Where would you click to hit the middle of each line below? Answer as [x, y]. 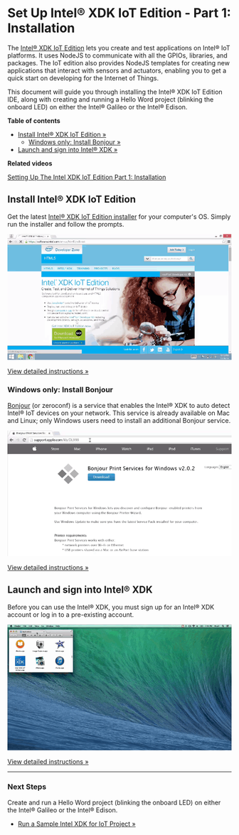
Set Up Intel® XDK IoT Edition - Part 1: [119, 13]
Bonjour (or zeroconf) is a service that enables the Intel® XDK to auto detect [119, 405]
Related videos [30, 163]
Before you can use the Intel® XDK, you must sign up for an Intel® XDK [111, 607]
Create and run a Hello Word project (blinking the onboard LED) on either [114, 802]
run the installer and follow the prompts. [66, 224]
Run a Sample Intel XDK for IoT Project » [77, 824]
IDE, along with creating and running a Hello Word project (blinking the [111, 99]
